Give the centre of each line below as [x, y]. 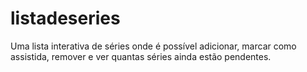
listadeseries [65, 18]
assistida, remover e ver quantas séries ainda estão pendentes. [141, 56]
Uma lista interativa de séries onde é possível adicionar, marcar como [153, 46]
